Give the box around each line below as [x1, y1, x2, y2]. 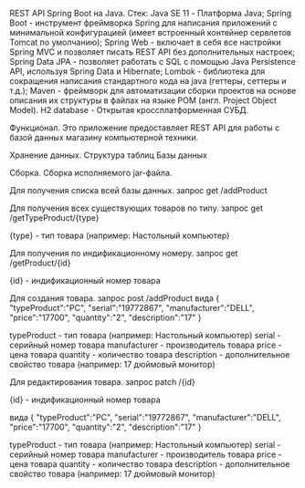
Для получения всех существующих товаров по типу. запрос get [9, 202, 263, 213]
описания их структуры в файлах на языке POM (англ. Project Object [9, 95, 277, 106]
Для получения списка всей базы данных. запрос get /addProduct [9, 185, 268, 195]
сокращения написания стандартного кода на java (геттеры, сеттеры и [9, 76, 287, 86]
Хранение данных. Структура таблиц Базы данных [9, 150, 208, 161]
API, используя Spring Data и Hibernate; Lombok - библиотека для [9, 66, 266, 77]
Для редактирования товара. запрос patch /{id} [9, 377, 196, 387]
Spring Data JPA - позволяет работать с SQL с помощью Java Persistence [9, 57, 297, 67]
